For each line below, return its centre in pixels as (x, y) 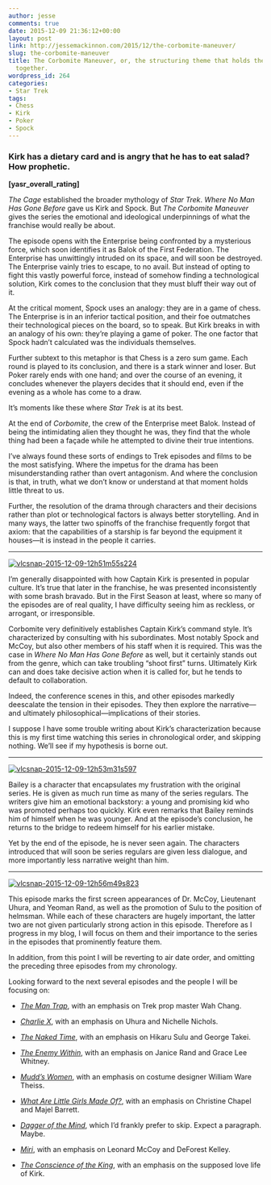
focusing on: (29, 990)
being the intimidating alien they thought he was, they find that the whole (129, 432)
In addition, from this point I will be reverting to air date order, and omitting (132, 958)
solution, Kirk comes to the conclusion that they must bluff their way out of (132, 284)
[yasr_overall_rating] (44, 184)
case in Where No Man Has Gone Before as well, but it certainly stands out (133, 655)
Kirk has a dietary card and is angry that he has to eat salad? (129, 156)
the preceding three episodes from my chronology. (93, 966)
